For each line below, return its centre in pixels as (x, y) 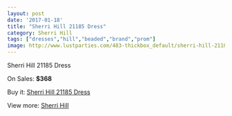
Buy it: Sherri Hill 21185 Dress (49, 92)
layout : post (26, 13)
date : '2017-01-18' (35, 20)
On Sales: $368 (30, 79)
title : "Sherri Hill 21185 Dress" (57, 26)
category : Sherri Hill (40, 33)
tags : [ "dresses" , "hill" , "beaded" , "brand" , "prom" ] (81, 39)
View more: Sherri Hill (38, 105)
